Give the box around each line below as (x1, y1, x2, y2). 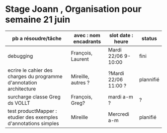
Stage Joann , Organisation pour (5, 3, 142, 15)
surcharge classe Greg (7, 93, 61, 100)
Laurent (71, 55, 89, 62)
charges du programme (7, 73, 63, 80)
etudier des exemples (7, 114, 58, 121)
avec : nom (74, 32, 100, 39)
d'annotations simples (7, 120, 60, 127)
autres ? (71, 79, 90, 86)
